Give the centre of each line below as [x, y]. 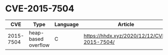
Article [126, 24]
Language [66, 24]
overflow [39, 45]
